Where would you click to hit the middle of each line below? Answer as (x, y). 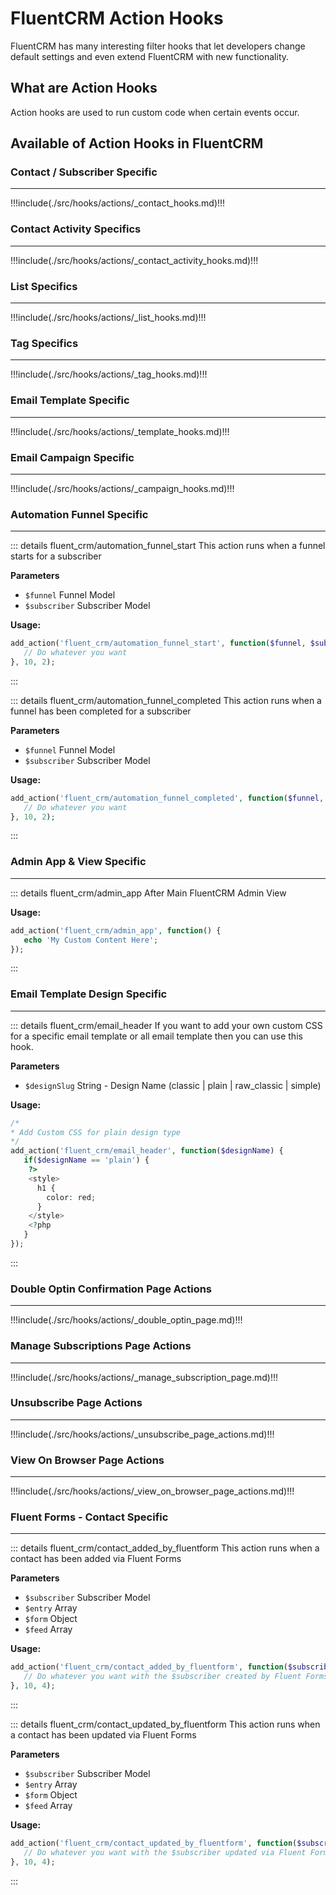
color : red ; (71, 1197)
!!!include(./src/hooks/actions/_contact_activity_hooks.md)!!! (134, 260)
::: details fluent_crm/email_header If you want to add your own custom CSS (166, 1025)
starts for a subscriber (56, 556)
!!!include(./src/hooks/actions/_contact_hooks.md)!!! (118, 203)
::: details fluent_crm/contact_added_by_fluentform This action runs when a (165, 1548)
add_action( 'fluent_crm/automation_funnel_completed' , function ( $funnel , (167, 798)
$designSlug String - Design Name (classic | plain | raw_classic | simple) (173, 1085)
